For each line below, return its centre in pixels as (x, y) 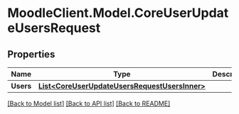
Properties (31, 54)
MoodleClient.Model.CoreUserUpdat (118, 13)
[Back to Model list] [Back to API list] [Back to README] (89, 103)
